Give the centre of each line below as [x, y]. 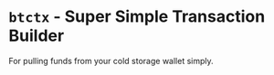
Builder [37, 36]
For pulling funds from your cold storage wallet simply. [111, 61]
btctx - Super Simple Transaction [137, 17]
